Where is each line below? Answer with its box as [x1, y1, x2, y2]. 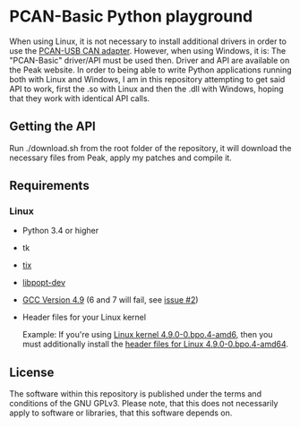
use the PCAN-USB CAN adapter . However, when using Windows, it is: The [9, 45, 287, 56]
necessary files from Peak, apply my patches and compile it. [9, 152, 233, 163]
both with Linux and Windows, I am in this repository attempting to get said [9, 73, 286, 84]
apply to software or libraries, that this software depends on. [9, 407, 233, 418]
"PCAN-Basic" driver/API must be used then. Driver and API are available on [9, 55, 290, 65]
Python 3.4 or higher [21, 226, 99, 236]
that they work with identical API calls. [9, 92, 150, 104]
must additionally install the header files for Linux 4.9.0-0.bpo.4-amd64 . [21, 338, 289, 350]
